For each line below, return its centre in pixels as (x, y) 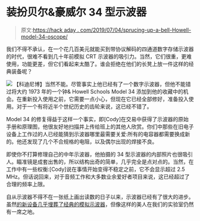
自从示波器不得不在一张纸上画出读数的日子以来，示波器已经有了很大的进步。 (100, 197)
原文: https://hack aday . (50, 30)
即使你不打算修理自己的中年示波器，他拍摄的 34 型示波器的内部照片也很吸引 (100, 154)
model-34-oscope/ (44, 36)
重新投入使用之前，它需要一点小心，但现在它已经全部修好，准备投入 (105, 99)
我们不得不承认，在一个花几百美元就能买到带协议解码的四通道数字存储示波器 (100, 49)
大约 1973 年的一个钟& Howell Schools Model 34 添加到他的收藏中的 (100, 91)
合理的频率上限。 (27, 184)
